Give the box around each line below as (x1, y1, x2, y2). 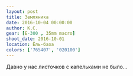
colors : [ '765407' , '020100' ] (6, 47, 81, 53)
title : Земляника (6, 14, 49, 20)
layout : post (6, 8, 38, 15)
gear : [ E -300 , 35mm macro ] (6, 31, 76, 37)
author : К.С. (6, 25, 38, 31)
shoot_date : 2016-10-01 (6, 36, 65, 42)
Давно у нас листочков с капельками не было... (6, 63, 128, 70)
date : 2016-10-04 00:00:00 (6, 19, 73, 25)
